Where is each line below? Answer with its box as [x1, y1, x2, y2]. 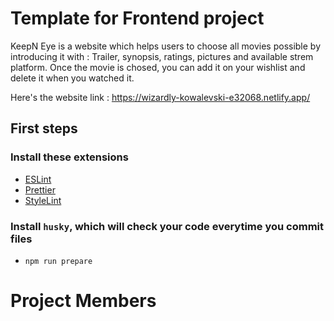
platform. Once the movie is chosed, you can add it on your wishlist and [10, 61, 306, 73]
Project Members [10, 290, 157, 312]
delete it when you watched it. [10, 72, 135, 84]
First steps [10, 120, 78, 137]
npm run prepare [24, 256, 93, 266]
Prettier [24, 183, 56, 196]
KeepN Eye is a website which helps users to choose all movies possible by [10, 40, 322, 52]
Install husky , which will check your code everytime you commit [10, 219, 325, 233]
